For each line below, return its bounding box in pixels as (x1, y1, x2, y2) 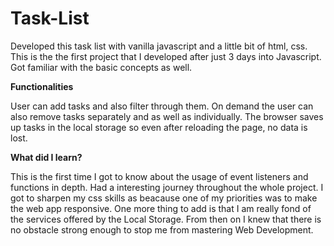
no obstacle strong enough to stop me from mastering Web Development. (10, 223, 314, 236)
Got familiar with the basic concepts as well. (10, 61, 193, 73)
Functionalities (10, 80, 74, 92)
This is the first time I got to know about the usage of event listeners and (10, 170, 309, 182)
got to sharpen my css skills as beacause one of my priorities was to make (10, 192, 318, 204)
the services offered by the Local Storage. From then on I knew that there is (10, 213, 322, 225)
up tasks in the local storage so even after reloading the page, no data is (10, 121, 308, 133)
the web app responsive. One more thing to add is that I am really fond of (10, 202, 312, 214)
